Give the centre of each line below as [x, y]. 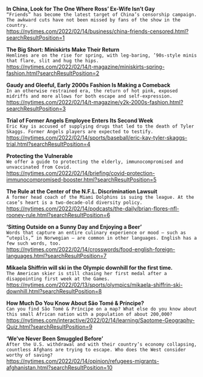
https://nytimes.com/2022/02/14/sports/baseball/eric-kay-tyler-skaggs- [97, 138]
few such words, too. [34, 243]
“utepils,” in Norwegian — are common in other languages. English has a [102, 238]
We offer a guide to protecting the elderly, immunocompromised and [95, 162]
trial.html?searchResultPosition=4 [48, 144]
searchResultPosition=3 [36, 109]
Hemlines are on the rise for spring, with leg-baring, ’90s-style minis [102, 56]
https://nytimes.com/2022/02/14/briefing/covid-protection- [81, 173]
